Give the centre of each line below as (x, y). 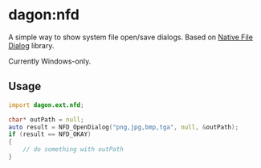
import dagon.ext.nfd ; (46, 105)
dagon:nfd (44, 15)
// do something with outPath (73, 150)
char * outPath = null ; (46, 119)
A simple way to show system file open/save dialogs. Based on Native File (130, 37)
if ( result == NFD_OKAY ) (50, 134)
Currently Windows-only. (50, 61)
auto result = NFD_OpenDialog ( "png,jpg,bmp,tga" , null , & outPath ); (124, 127)
